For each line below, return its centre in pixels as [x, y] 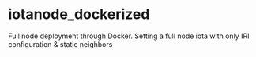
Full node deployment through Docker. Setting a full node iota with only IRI [129, 36]
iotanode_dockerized [79, 14]
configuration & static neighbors [60, 44]
